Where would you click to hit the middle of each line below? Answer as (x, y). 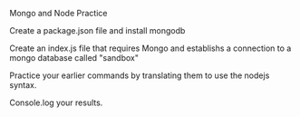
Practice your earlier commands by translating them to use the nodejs (140, 75)
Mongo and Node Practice (58, 13)
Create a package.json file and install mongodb (97, 30)
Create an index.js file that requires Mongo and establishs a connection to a (150, 48)
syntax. (23, 85)
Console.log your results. (56, 102)
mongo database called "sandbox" (74, 58)
